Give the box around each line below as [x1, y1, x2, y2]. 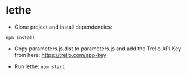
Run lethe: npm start [14, 63, 65, 70]
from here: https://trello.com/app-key [14, 51, 107, 58]
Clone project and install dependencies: [14, 23, 112, 30]
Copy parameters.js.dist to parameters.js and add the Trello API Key [14, 45, 182, 52]
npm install [5, 34, 35, 40]
